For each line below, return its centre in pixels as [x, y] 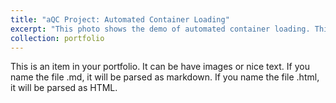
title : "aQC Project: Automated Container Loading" [120, 19]
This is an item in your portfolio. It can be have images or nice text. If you [160, 67]
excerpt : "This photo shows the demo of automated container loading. [160, 29]
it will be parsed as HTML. [64, 88]
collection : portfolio [57, 38]
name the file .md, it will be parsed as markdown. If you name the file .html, [165, 77]
